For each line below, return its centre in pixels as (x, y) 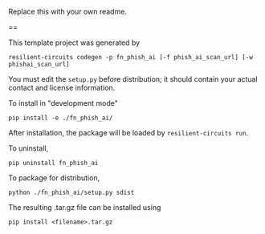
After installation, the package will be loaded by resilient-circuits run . (128, 133)
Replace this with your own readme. (67, 12)
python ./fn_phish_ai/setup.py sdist (71, 192)
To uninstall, (29, 148)
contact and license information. (62, 88)
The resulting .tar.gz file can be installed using (85, 207)
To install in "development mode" (63, 103)
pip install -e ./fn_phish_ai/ (61, 118)
